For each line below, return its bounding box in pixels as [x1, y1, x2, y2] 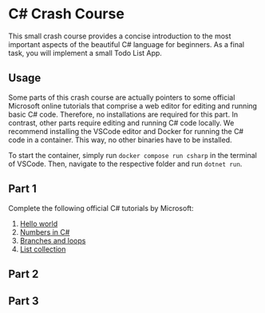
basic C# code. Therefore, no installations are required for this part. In [8, 109, 238, 119]
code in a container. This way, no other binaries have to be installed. [8, 135, 232, 145]
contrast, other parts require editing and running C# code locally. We [8, 117, 235, 128]
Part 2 [8, 267, 39, 280]
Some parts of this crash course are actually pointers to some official [8, 93, 235, 102]
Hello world [19, 219, 58, 228]
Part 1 [8, 182, 38, 196]
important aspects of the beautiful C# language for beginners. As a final [8, 39, 245, 49]
